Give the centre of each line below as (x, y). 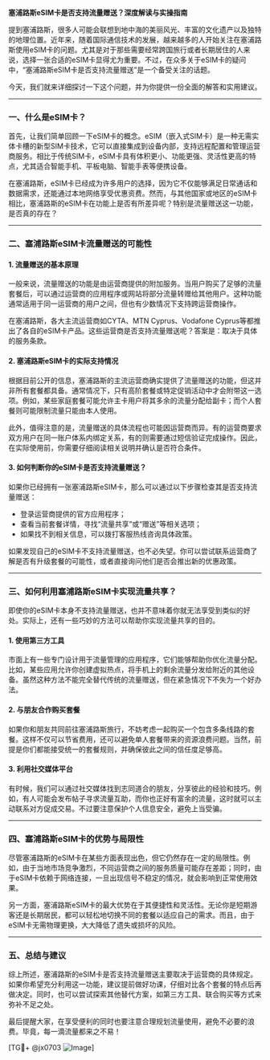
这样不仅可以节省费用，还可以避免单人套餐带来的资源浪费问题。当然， (138, 739)
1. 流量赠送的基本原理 (43, 264)
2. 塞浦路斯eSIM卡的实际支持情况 (63, 361)
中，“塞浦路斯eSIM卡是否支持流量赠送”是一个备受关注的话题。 (111, 70)
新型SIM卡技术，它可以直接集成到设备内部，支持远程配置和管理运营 (148, 146)
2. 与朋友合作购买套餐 (44, 709)
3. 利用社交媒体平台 (41, 769)
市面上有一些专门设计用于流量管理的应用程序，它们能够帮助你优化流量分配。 (135, 660)
